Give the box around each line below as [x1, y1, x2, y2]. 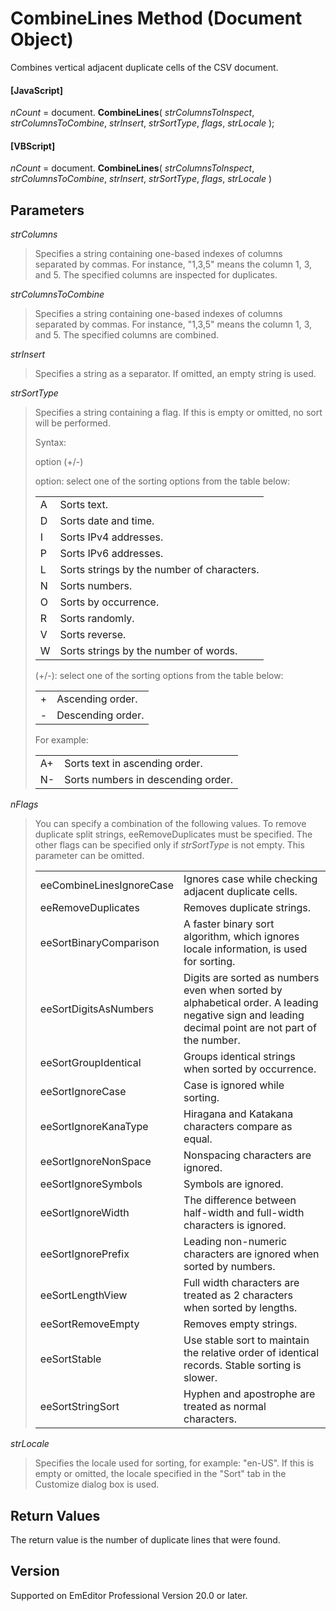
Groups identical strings [183, 1050, 296, 1064]
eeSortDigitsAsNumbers [39, 1002, 155, 1016]
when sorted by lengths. [183, 1301, 298, 1315]
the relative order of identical [183, 1346, 320, 1360]
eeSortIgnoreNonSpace [39, 1155, 152, 1169]
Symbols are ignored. [183, 1177, 284, 1191]
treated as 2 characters [183, 1288, 294, 1302]
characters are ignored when [183, 1247, 320, 1261]
